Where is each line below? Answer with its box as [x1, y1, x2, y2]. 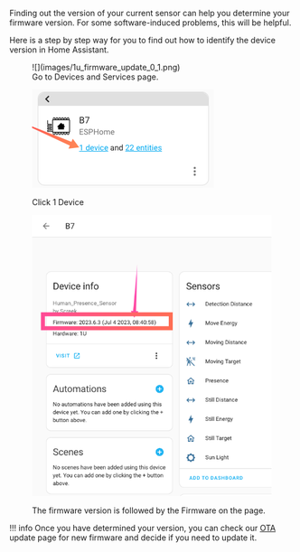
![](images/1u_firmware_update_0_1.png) [32, 62, 181, 72]
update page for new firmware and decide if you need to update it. [9, 532, 258, 543]
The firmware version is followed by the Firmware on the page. [32, 505, 267, 516]
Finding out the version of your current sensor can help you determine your [9, 8, 290, 18]
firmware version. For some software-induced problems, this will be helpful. [9, 17, 292, 28]
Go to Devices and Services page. [32, 71, 159, 82]
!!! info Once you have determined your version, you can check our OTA [9, 523, 277, 534]
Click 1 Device [32, 197, 84, 207]
